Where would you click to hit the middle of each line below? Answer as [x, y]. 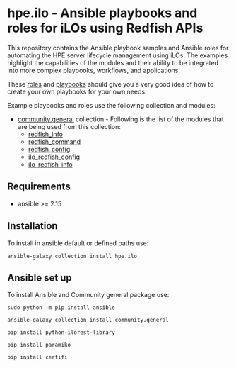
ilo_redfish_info [50, 164]
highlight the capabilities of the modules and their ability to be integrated [113, 62]
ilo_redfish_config [54, 157]
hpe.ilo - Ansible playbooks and [102, 13]
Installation [33, 226]
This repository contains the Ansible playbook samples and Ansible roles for [118, 48]
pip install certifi [38, 357]
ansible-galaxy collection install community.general [88, 320]
